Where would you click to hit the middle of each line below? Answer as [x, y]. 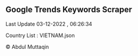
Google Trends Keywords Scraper [69, 10]
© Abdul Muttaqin [27, 47]
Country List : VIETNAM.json [40, 35]
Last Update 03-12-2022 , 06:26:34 [49, 24]
